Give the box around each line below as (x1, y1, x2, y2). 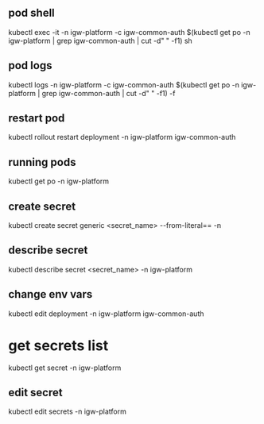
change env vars (8, 287, 93, 301)
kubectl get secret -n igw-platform (8, 363, 122, 372)
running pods (8, 155, 76, 169)
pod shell (8, 6, 56, 20)
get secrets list (8, 337, 109, 354)
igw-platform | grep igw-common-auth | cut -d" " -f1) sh (8, 36, 192, 45)
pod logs (8, 59, 52, 72)
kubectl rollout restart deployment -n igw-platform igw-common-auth (8, 133, 236, 142)
